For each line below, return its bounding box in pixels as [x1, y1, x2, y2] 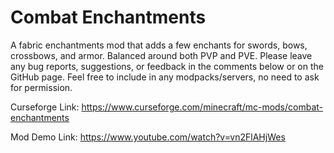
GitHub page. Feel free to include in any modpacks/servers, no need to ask [10, 71, 320, 83]
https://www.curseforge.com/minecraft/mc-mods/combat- [81, 101, 324, 113]
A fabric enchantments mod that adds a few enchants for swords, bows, [10, 39, 308, 51]
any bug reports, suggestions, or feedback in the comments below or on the [10, 60, 324, 72]
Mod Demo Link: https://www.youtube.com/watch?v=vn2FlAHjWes [10, 131, 286, 143]
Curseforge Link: [10, 101, 80, 113]
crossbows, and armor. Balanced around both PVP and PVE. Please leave [10, 49, 313, 61]
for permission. [10, 81, 73, 93]
